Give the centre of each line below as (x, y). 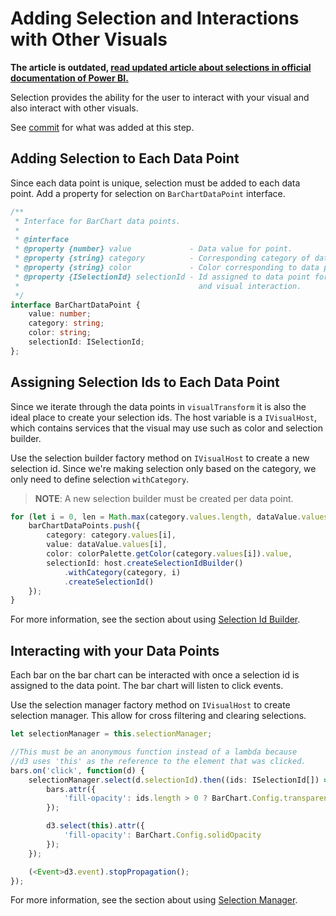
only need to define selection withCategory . (100, 479)
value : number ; (60, 314)
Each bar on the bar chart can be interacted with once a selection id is (155, 675)
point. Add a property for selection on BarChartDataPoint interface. (148, 193)
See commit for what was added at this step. (102, 127)
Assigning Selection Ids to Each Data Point (145, 382)
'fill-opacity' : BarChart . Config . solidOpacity (162, 835)
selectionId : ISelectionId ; (86, 342)
